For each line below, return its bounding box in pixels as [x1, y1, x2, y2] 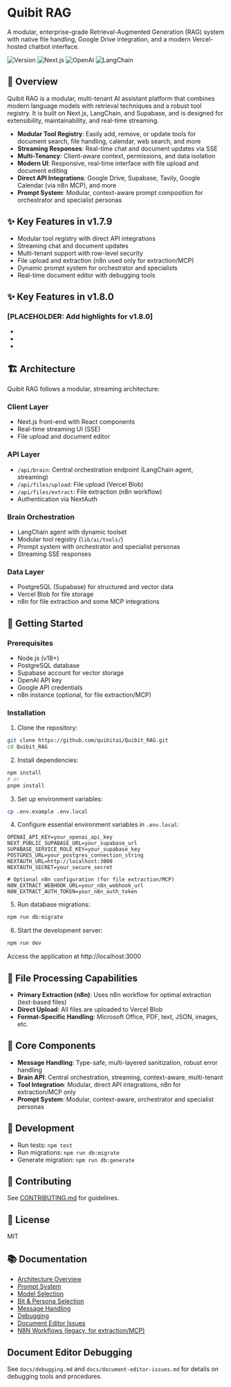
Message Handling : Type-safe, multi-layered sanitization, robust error [17, 1058, 218, 1066]
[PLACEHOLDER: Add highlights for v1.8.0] [7, 311, 154, 321]
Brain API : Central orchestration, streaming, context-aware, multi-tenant [17, 1073, 223, 1081]
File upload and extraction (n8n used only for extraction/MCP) [17, 256, 194, 264]
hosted [7, 42, 28, 50]
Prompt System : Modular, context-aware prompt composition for [17, 188, 203, 196]
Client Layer [7, 402, 49, 411]
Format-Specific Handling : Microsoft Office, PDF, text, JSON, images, [17, 1013, 218, 1021]
